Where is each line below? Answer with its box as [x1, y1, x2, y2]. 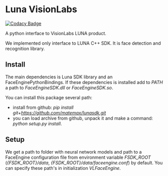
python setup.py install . [12, 121, 62, 127]
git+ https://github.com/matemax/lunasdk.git [12, 109, 106, 115]
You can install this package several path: [5, 94, 93, 100]
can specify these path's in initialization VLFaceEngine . [5, 165, 121, 171]
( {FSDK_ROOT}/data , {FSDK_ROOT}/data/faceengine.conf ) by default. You [5, 159, 163, 166]
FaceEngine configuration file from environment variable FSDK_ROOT [5, 154, 151, 160]
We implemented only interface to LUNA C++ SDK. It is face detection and [5, 40, 161, 46]
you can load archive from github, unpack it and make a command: [12, 115, 153, 121]
